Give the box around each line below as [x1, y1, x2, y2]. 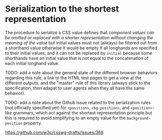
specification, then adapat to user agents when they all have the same [5, 85, 145, 91]
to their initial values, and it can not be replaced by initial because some [5, 50, 152, 56]
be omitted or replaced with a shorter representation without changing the [5, 35, 153, 41]
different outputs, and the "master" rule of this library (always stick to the [5, 80, 151, 85]
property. [23, 120, 42, 126]
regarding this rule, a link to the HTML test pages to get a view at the [5, 75, 142, 81]
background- [126, 116, 151, 121]
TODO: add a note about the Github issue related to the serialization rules [5, 99, 151, 105]
